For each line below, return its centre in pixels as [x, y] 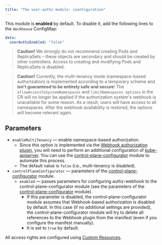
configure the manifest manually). [61, 223]
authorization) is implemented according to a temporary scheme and [86, 82]
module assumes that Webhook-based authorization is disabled [91, 202]
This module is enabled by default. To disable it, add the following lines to [79, 23]
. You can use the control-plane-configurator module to [94, 155]
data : [10, 38]
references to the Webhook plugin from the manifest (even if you [92, 218]
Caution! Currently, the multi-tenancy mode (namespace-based [81, 77]
